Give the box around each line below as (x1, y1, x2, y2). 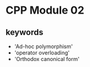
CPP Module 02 (5, 4, 85, 17)
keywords (5, 27, 43, 37)
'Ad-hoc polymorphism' (14, 43, 73, 50)
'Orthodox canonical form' (14, 56, 80, 62)
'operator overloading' (14, 49, 70, 56)
